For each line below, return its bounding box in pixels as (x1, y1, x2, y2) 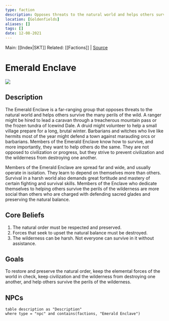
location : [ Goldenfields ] (5, 17, 59, 22)
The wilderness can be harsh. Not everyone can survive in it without (12, 235, 154, 241)
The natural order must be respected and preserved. (12, 224, 122, 230)
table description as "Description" (5, 307, 82, 312)
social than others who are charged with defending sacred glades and (5, 191, 150, 197)
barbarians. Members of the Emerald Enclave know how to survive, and (5, 138, 153, 144)
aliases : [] (5, 21, 30, 27)
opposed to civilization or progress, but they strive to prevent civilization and (5, 149, 164, 155)
